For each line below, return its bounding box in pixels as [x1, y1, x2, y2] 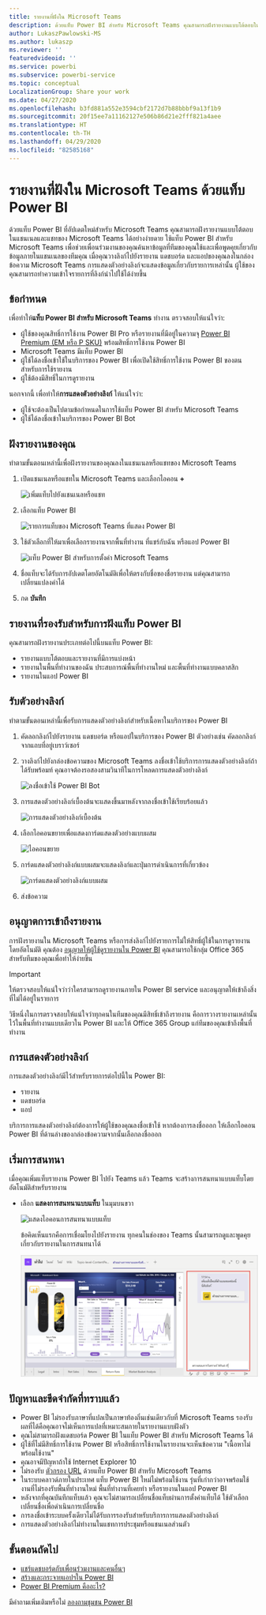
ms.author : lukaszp [9, 38, 73, 46]
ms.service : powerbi [9, 63, 77, 71]
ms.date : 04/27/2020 [9, 96, 77, 104]
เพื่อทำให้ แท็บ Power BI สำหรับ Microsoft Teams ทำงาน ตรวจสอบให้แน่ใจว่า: [9, 313, 226, 323]
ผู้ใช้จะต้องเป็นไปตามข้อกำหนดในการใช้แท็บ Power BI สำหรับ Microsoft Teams [20, 405, 239, 415]
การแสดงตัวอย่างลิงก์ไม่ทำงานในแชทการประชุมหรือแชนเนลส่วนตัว [20, 1519, 190, 1529]
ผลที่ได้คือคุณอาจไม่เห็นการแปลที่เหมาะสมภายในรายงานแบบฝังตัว [20, 1422, 189, 1431]
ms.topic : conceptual [9, 79, 81, 87]
